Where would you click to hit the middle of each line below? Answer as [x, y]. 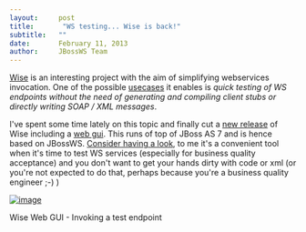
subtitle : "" [38, 35]
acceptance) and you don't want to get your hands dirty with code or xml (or [153, 163]
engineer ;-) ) [35, 182]
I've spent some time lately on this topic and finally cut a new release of [144, 125]
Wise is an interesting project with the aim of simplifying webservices [140, 77]
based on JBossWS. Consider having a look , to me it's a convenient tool [144, 144]
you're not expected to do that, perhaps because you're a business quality [149, 173]
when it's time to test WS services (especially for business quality [133, 153]
